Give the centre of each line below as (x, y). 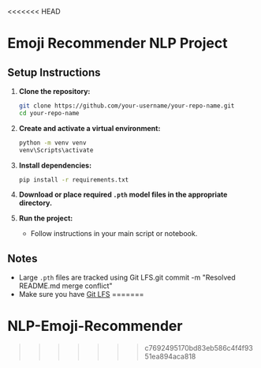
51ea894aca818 (170, 357)
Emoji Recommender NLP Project (117, 43)
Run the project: (46, 218)
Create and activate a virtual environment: (89, 128)
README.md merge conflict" (65, 286)
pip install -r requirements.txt (74, 180)
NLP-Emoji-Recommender (95, 326)
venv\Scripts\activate (56, 150)
